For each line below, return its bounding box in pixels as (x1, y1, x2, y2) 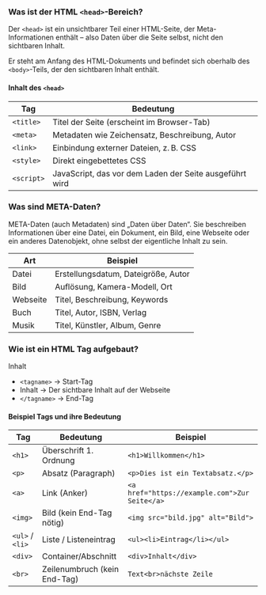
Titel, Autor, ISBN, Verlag (55, 307, 147, 318)
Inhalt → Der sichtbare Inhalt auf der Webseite (19, 385, 171, 395)
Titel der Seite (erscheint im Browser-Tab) (52, 116, 211, 127)
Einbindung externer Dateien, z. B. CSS (52, 142, 196, 153)
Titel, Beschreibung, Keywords (55, 294, 169, 305)
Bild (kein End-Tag (42, 507, 112, 518)
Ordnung (42, 455, 75, 466)
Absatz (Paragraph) (42, 468, 116, 479)
